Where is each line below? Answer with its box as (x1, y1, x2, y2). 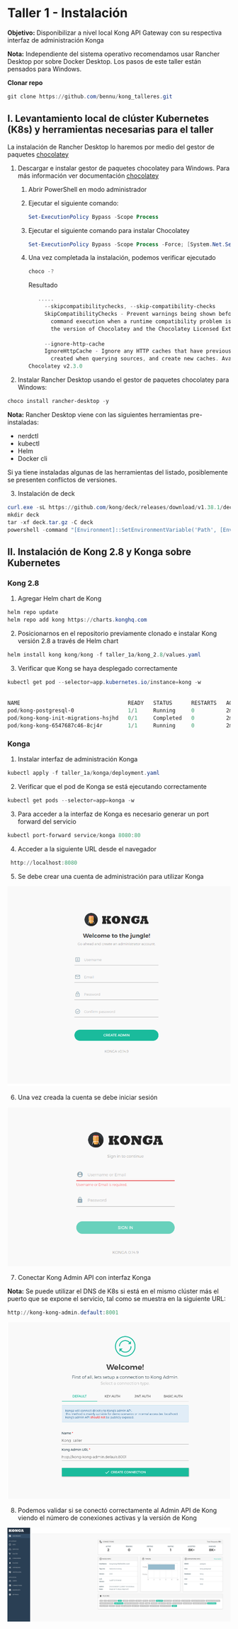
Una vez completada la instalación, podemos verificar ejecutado (28, 254, 216, 262)
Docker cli (17, 454, 47, 462)
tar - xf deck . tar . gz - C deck (7, 518, 93, 526)
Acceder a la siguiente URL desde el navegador (17, 844, 157, 853)
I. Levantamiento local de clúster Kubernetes (7, 113, 210, 125)
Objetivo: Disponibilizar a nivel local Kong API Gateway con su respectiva (7, 28, 222, 37)
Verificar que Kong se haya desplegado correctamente (17, 664, 178, 672)
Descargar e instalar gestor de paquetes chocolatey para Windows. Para (17, 164, 230, 172)
